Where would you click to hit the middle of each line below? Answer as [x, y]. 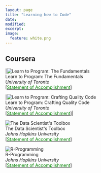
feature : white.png [30, 39]
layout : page [19, 10]
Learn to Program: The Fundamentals [44, 76]
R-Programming [22, 154]
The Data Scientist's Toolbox [35, 128]
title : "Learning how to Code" [38, 15]
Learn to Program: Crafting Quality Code [47, 102]
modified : [16, 24]
